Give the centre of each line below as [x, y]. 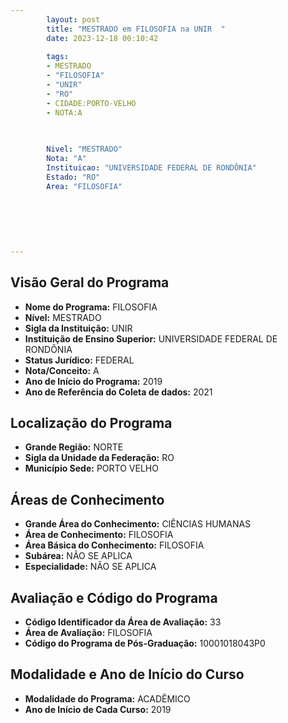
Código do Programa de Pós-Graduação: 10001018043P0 [145, 643]
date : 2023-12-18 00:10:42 [102, 38]
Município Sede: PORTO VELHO [91, 468]
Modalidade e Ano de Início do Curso [127, 674]
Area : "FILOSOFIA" [84, 186]
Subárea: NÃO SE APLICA [78, 556]
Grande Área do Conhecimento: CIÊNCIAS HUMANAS [138, 524]
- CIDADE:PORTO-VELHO [91, 103]
